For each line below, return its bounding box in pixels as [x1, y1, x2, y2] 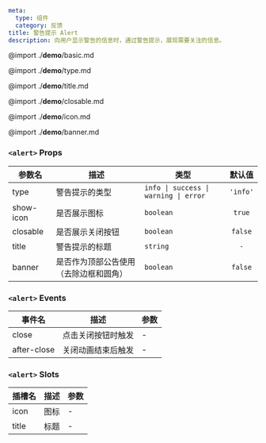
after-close [12, 344, 55, 355]
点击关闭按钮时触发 [62, 329, 135, 341]
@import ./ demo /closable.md [8, 97, 104, 106]
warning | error [144, 191, 206, 200]
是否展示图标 [55, 207, 104, 218]
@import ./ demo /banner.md [8, 127, 100, 137]
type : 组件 [15, 13, 49, 22]
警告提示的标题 [55, 241, 112, 252]
